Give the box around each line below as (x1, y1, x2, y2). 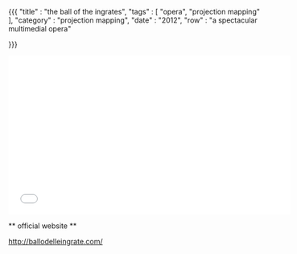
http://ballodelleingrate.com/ (8, 237, 103, 246)
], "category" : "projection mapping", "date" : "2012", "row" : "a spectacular (8, 15, 258, 25)
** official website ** (8, 221, 77, 231)
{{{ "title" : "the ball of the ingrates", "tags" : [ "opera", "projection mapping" (8, 7, 260, 16)
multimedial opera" (8, 24, 72, 33)
